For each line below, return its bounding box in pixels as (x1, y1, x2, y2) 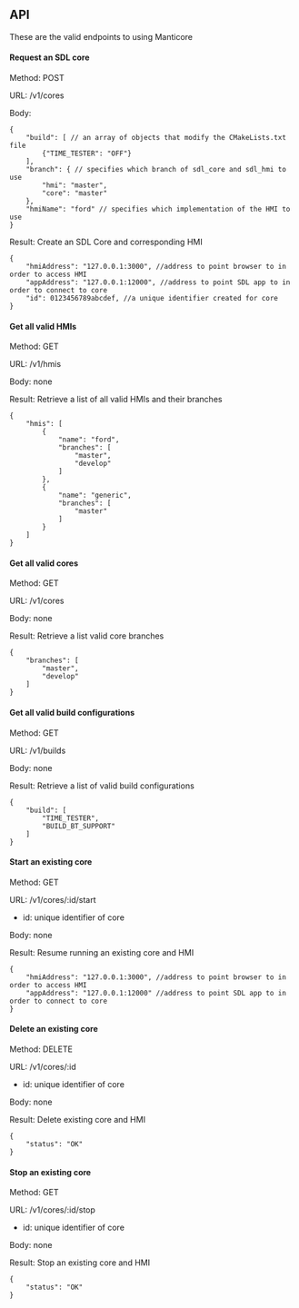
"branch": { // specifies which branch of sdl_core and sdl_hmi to (25, 165, 286, 174)
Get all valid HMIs (9, 321, 77, 332)
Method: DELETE (9, 1044, 73, 1055)
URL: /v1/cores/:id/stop (9, 1204, 95, 1215)
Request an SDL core (9, 52, 90, 63)
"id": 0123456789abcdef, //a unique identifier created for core (25, 294, 279, 303)
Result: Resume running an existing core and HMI (9, 946, 194, 957)
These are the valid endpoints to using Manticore (9, 31, 194, 42)
